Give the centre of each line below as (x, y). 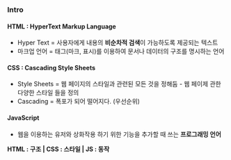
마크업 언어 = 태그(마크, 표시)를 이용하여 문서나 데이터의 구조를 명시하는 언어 (121, 51)
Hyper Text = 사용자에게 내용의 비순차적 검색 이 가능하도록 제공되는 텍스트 (118, 42)
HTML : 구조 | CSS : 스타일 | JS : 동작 (58, 149)
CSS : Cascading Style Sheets (51, 67)
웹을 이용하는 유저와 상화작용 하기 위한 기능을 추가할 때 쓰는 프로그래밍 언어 (119, 134)
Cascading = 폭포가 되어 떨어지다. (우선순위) (79, 102)
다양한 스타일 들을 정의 (48, 93)
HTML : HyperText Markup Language (62, 26)
